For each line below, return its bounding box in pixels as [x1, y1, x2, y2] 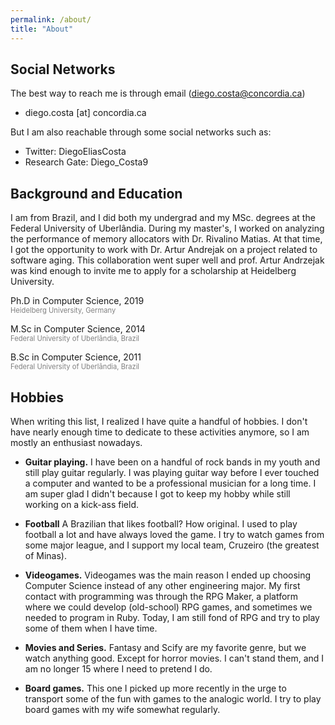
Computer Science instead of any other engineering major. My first [24, 579, 301, 591]
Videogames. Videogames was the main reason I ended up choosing [24, 569, 312, 581]
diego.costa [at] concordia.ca [24, 107, 147, 119]
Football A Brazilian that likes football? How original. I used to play [24, 517, 298, 530]
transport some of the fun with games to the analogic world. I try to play [24, 692, 322, 705]
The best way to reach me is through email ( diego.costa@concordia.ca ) [10, 87, 306, 100]
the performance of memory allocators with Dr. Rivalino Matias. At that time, [10, 233, 323, 245]
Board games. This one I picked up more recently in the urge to [24, 682, 287, 694]
